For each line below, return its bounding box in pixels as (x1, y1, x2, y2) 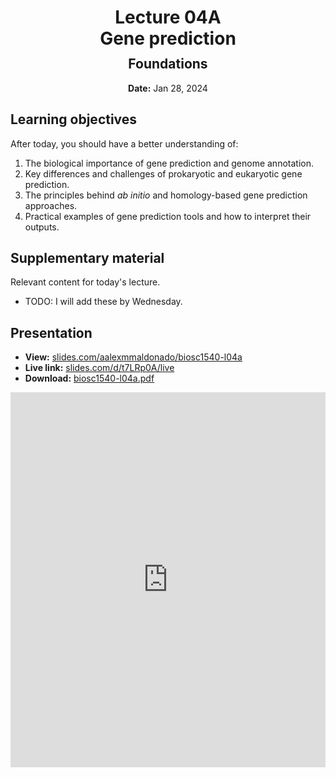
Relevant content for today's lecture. (10, 276, 161, 288)
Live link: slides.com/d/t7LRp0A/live (24, 362, 175, 374)
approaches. (24, 199, 78, 211)
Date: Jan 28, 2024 (128, 82, 208, 94)
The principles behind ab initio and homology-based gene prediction (24, 189, 308, 201)
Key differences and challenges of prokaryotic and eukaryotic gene (24, 167, 303, 180)
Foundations (128, 56, 208, 73)
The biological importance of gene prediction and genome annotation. (24, 157, 314, 169)
